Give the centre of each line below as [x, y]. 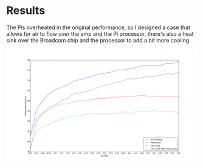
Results [26, 11]
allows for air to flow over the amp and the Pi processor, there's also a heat [100, 33]
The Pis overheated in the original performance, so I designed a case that [98, 27]
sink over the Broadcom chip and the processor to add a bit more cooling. [99, 40]
